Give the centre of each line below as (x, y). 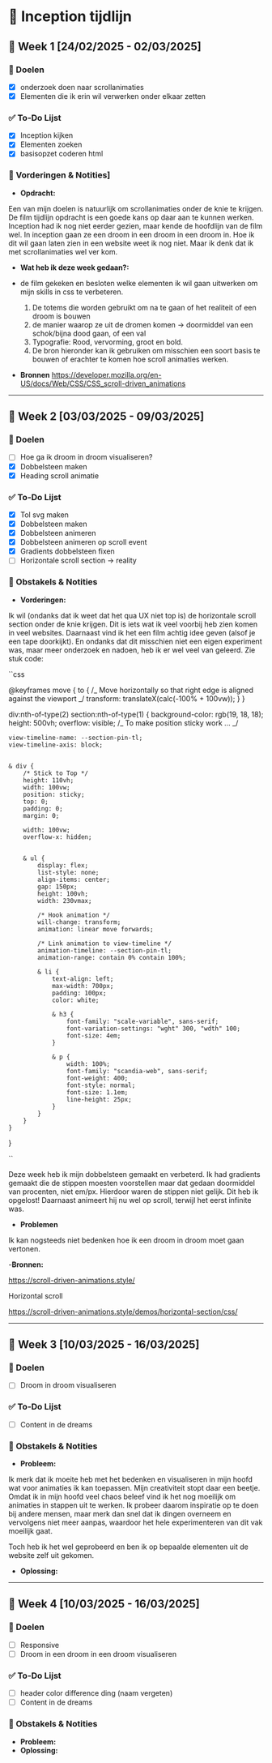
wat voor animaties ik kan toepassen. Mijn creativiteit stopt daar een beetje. (134, 1488)
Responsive (39, 1645)
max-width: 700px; (83, 986)
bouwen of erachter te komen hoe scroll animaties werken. (130, 359)
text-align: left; (83, 979)
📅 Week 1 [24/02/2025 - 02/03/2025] (105, 47)
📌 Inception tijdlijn (70, 17)
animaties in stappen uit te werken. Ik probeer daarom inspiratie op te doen (134, 1505)
